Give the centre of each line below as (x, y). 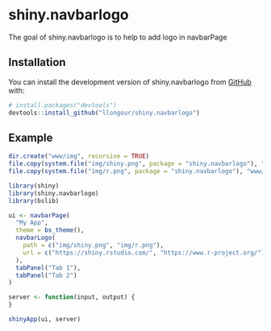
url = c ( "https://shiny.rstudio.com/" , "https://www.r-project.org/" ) (144, 252)
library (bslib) (34, 201)
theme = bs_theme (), (50, 230)
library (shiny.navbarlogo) (54, 193)
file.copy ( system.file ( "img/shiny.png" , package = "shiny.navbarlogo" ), (133, 164)
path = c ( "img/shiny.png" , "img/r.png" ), (93, 246)
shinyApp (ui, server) (45, 320)
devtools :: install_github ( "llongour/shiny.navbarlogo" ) (104, 113)
